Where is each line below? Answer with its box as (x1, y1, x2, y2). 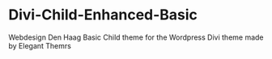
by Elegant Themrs (8, 40, 71, 50)
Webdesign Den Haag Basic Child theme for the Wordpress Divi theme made (8, 32, 265, 42)
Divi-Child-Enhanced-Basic (8, 6, 198, 24)
